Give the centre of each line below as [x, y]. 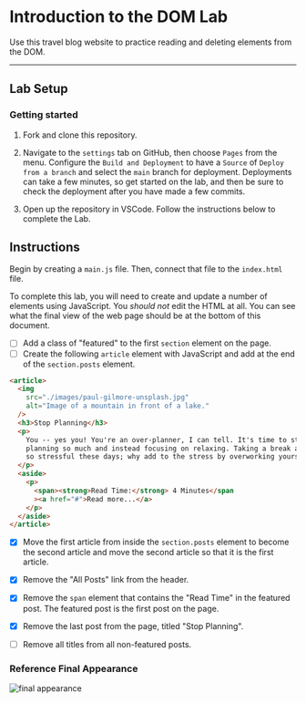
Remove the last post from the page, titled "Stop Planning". [133, 625]
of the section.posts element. [79, 364]
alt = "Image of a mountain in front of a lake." [117, 406]
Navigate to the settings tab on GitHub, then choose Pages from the [150, 152]
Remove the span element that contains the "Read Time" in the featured [156, 598]
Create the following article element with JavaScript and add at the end [159, 354]
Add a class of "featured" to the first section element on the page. [147, 343]
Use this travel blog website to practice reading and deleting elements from [151, 42]
